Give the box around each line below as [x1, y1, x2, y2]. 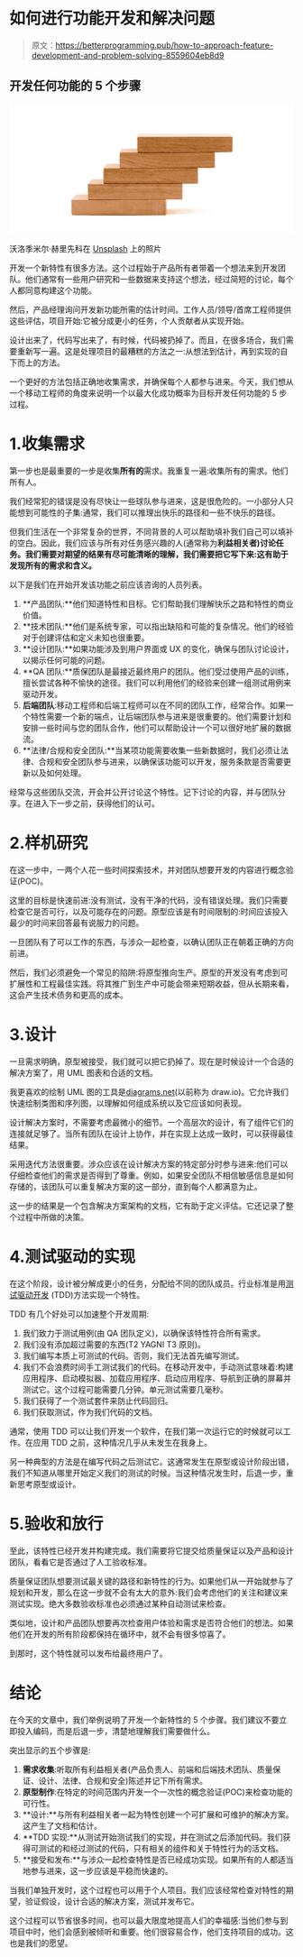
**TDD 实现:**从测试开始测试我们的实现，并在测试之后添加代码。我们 [22, 1832, 283, 1842]
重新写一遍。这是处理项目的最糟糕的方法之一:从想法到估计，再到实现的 [16, 346, 281, 357]
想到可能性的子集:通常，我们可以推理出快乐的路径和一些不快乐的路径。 [16, 507, 281, 519]
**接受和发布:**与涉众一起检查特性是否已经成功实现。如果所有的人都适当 [22, 1854, 294, 1865]
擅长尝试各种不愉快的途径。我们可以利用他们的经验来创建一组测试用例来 [22, 677, 291, 688]
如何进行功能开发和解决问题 [9, 8, 216, 29]
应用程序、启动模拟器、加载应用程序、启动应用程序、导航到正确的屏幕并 [22, 1373, 291, 1383]
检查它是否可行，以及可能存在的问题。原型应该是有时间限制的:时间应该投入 [9, 905, 289, 916]
